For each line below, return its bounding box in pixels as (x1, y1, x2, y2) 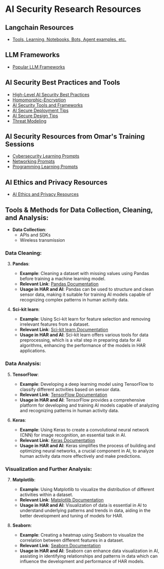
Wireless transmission (19, 237, 66, 243)
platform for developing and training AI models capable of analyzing (19, 402, 159, 408)
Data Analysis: (5, 360, 41, 367)
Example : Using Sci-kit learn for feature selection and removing (19, 316, 151, 322)
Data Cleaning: (5, 249, 42, 256)
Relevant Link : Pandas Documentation (19, 281, 99, 287)
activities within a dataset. (19, 492, 74, 498)
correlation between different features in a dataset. (19, 537, 124, 543)
